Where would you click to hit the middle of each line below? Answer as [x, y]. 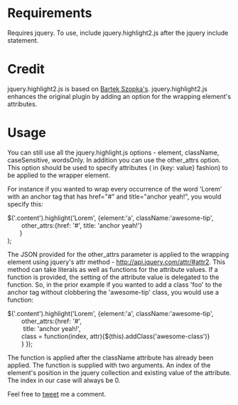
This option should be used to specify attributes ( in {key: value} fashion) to [118, 167]
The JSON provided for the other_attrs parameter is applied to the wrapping [118, 254]
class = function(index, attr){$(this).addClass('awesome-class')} [115, 336]
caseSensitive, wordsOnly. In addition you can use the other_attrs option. [114, 160]
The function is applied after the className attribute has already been [110, 357]
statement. [23, 40]
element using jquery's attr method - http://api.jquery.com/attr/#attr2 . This [117, 262]
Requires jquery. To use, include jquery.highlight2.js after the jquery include [118, 33]
